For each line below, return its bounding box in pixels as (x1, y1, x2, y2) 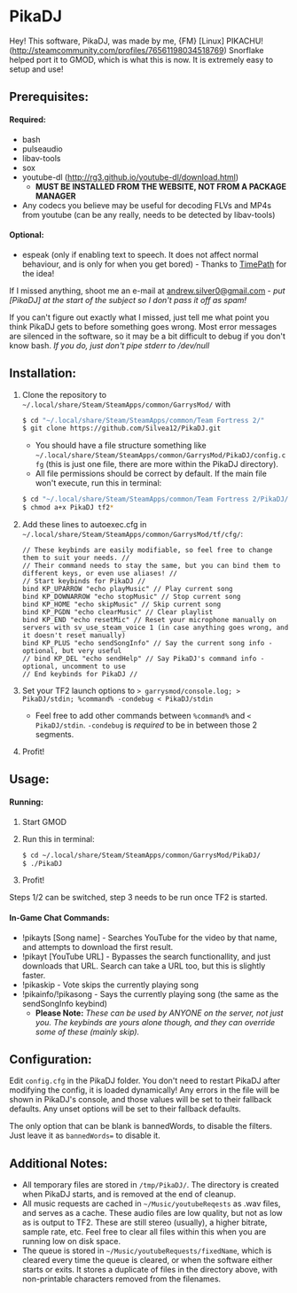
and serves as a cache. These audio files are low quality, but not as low (21, 1208, 284, 1219)
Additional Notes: (9, 1156, 108, 1171)
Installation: (9, 366, 77, 381)
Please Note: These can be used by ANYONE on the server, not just (35, 1008, 284, 1018)
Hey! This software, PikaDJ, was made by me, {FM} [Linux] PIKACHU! (9, 35, 264, 46)
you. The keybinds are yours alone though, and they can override (35, 1016, 276, 1027)
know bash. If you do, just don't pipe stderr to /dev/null (9, 339, 210, 351)
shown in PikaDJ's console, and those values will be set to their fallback (9, 1094, 272, 1105)
